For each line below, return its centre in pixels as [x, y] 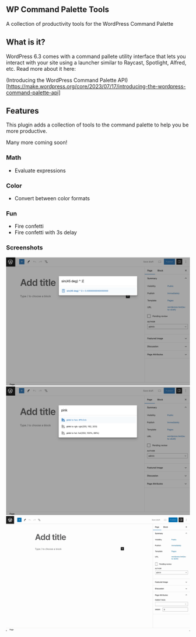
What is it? [26, 42]
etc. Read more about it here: [41, 69]
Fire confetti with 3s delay [45, 232]
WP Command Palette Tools [58, 10]
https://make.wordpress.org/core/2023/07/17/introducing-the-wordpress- [97, 86]
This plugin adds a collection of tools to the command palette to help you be [97, 125]
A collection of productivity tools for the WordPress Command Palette [90, 23]
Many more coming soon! [37, 142]
